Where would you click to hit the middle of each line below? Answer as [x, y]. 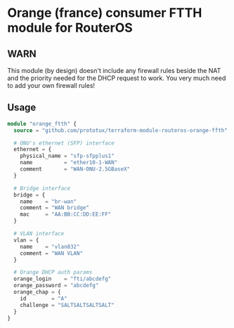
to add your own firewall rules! [51, 85]
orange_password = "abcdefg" [56, 286]
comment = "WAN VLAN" [51, 253]
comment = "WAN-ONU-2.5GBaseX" [75, 169]
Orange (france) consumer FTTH [105, 13]
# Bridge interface [42, 188]
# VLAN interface [39, 234]
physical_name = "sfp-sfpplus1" [67, 156]
